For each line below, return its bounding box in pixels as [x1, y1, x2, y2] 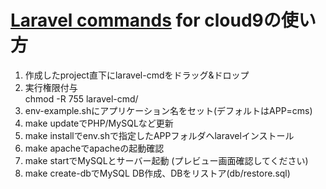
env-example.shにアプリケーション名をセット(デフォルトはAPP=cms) [24, 104, 313, 116]
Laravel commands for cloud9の [10, 9, 282, 32]
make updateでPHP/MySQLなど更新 [24, 117, 174, 129]
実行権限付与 [24, 81, 78, 93]
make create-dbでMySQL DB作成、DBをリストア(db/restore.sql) [24, 167, 291, 179]
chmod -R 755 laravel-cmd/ [24, 92, 139, 105]
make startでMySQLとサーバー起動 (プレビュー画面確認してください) [24, 154, 309, 166]
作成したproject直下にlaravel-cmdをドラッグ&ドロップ [24, 69, 250, 81]
